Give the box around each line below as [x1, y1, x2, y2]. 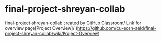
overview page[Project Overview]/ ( [5, 25, 78, 31]
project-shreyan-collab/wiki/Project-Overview [5, 30, 98, 36]
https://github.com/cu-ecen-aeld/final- [77, 25, 157, 31]
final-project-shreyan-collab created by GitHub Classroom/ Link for [5, 20, 142, 26]
